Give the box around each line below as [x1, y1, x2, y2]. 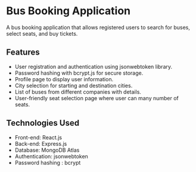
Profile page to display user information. [14, 75, 114, 82]
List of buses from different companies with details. [14, 88, 142, 95]
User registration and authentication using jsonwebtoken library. [14, 63, 173, 70]
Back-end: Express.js [14, 140, 67, 147]
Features [6, 47, 40, 58]
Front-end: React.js [14, 133, 63, 141]
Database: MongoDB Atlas [14, 146, 80, 154]
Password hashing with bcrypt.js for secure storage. [14, 69, 144, 77]
